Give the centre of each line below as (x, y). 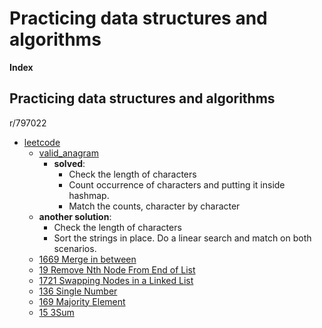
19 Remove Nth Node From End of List (117, 269)
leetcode (42, 142)
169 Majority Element (82, 301)
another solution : (75, 216)
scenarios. (75, 248)
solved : (69, 163)
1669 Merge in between (87, 259)
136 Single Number (78, 291)
